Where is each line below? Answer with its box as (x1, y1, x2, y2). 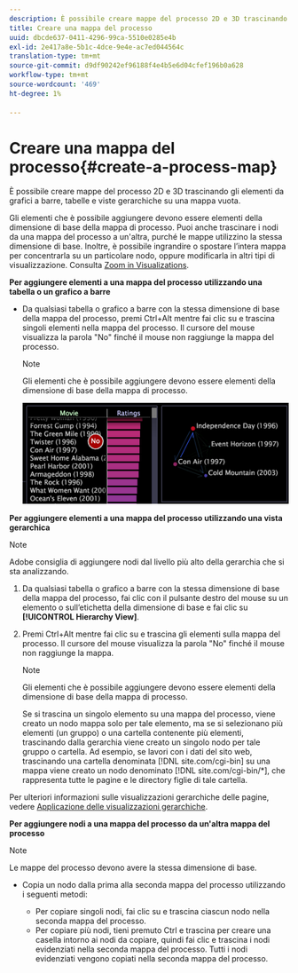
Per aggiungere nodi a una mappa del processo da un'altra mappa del (9, 818, 271, 829)
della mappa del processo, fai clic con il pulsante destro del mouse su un (21, 592, 288, 603)
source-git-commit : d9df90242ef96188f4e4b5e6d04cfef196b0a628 (9, 61, 244, 70)
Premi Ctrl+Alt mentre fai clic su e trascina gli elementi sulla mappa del (21, 629, 281, 639)
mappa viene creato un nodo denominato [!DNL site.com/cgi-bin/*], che (21, 764, 286, 776)
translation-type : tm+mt (9, 51, 101, 61)
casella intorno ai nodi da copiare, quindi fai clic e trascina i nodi (35, 934, 271, 945)
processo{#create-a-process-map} (9, 156, 278, 177)
